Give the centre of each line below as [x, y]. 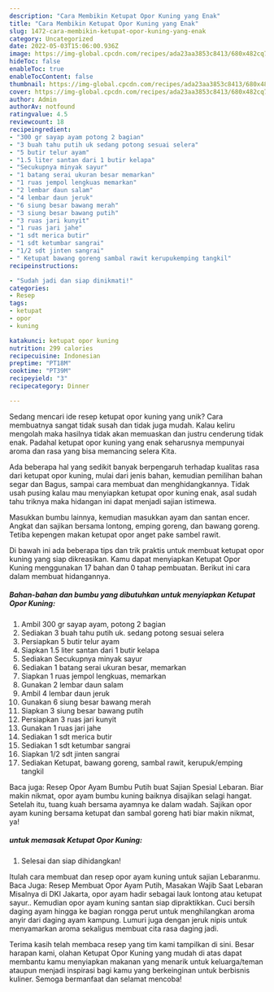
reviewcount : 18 [37, 122]
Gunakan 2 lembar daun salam [72, 684]
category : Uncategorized [51, 39]
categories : [29, 288]
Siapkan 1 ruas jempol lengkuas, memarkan [94, 676]
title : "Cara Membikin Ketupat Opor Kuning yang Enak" [104, 24]
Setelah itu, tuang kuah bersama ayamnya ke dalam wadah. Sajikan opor [130, 804]
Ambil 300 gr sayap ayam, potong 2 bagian [93, 624]
